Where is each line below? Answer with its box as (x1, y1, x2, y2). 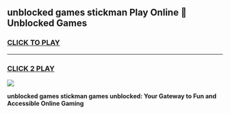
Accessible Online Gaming (7, 99, 84, 107)
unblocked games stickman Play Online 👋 (7, 7, 187, 18)
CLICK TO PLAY (7, 38, 60, 48)
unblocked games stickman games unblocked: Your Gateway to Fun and (7, 91, 217, 100)
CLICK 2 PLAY (7, 63, 55, 73)
